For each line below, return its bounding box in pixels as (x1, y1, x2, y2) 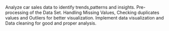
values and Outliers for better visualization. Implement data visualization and (5, 15, 164, 20)
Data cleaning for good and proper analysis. (5, 20, 97, 26)
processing (5, 9, 29, 15)
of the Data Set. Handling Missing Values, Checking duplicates (29, 9, 160, 15)
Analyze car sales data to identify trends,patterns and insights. (5, 4, 135, 10)
